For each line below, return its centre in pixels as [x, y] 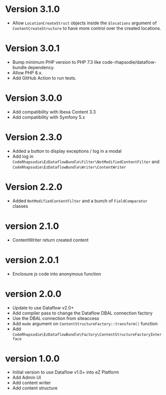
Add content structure [35, 388]
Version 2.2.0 [34, 187]
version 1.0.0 [32, 358]
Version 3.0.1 [32, 49]
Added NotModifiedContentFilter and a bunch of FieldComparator [80, 200]
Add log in [23, 156]
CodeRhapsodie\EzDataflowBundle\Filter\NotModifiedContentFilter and [86, 161]
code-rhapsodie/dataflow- [129, 62]
